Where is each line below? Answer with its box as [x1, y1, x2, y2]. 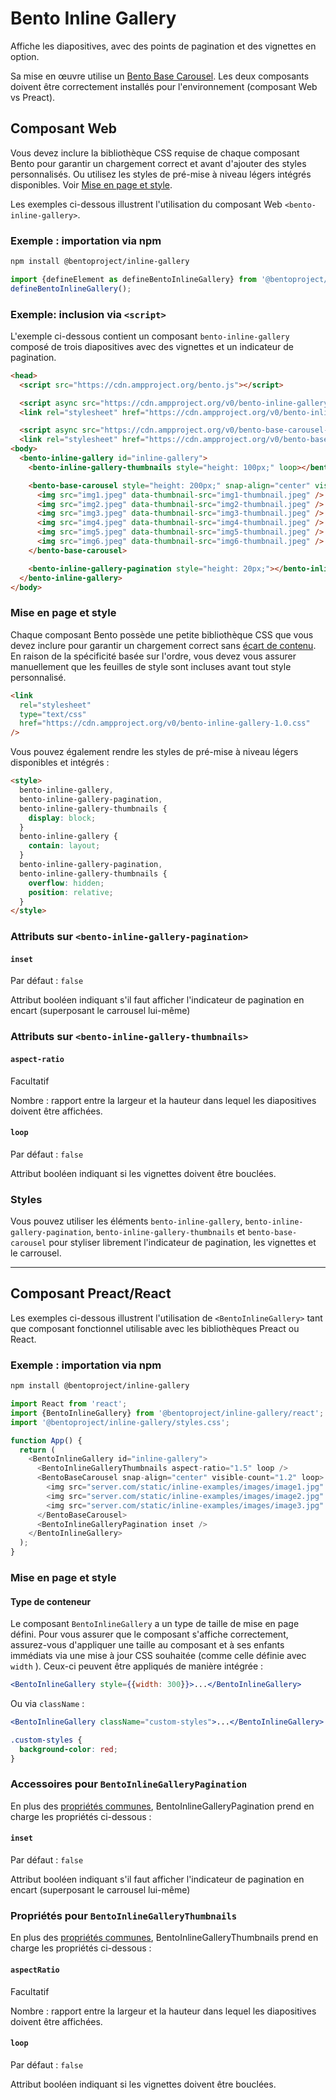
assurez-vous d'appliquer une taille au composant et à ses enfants [10, 1639, 285, 1651]
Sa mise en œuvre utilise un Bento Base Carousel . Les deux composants [10, 70, 310, 82]
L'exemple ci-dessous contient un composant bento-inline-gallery [10, 330, 290, 342]
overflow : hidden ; [28, 878, 105, 888]
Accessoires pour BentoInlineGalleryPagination [10, 1777, 248, 1791]
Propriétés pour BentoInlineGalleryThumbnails [10, 1908, 238, 1922]
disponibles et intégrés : [10, 757, 110, 769]
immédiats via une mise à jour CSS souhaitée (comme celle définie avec [10, 1650, 307, 1662]
